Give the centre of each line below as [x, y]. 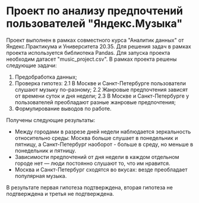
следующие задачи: [31, 65]
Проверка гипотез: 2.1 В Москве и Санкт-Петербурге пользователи [100, 83]
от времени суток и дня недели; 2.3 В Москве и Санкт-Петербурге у [102, 96]
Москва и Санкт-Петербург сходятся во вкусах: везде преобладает [101, 169]
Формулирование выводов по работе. [63, 108]
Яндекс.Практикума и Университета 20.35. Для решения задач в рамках [99, 46]
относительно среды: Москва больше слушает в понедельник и [96, 138]
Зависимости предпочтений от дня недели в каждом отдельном [97, 157]
